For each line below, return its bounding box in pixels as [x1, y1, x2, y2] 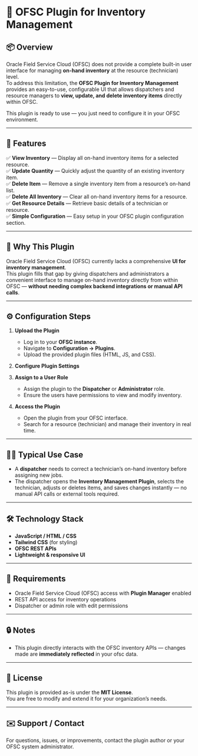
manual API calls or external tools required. [14, 490, 120, 498]
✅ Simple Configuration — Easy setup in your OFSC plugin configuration [6, 212, 184, 220]
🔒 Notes [6, 626, 35, 636]
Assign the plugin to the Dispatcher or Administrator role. [23, 385, 165, 392]
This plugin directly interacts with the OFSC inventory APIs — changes [14, 644, 186, 651]
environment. [6, 116, 38, 123]
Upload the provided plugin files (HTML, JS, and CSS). [23, 351, 156, 358]
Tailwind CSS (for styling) [14, 539, 78, 546]
